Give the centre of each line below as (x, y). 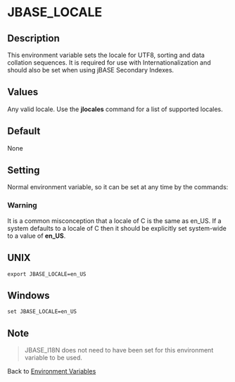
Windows (28, 295)
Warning (22, 205)
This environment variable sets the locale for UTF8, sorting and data (106, 55)
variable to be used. (53, 358)
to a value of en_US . (37, 236)
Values (23, 92)
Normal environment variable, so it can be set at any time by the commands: (118, 187)
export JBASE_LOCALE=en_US (47, 274)
